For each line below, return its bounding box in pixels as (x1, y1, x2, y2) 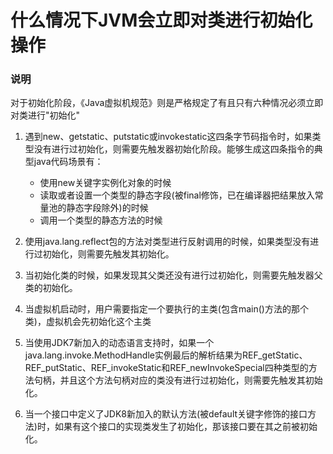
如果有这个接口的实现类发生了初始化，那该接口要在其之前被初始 (54, 421, 318, 433)
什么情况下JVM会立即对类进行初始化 (10, 9, 313, 32)
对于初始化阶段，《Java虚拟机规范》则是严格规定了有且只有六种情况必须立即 (10, 97, 324, 109)
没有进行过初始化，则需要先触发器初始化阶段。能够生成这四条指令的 (33, 143, 315, 155)
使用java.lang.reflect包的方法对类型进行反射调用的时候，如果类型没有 (24, 236, 311, 248)
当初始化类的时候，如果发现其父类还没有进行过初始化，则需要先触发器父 (24, 269, 323, 281)
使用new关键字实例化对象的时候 (39, 177, 172, 189)
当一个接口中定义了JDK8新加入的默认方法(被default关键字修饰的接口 (24, 408, 308, 420)
